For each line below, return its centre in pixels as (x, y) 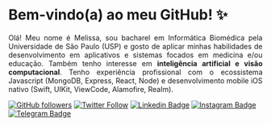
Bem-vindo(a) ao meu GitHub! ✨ (118, 15)
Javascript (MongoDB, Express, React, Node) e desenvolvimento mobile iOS (135, 80)
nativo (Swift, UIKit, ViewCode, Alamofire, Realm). (91, 89)
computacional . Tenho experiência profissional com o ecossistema (135, 72)
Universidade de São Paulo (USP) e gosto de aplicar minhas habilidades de (135, 46)
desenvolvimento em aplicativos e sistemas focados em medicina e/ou (135, 55)
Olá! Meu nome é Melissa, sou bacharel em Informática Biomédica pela (135, 37)
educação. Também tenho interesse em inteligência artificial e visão (135, 63)
